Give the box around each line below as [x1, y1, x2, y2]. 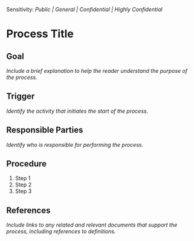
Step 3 [15, 188, 32, 195]
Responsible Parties [6, 125, 83, 135]
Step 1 [15, 175, 31, 182]
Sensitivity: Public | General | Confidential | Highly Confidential [6, 6, 163, 13]
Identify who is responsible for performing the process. [6, 141, 144, 148]
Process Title [6, 27, 74, 41]
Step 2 [15, 181, 32, 188]
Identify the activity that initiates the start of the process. [6, 107, 149, 115]
